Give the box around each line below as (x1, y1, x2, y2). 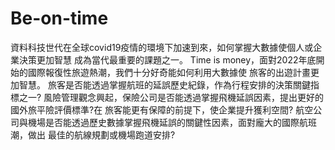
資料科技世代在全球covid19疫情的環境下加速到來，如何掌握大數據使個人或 (10, 41, 314, 53)
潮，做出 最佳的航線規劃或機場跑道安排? (10, 128, 176, 141)
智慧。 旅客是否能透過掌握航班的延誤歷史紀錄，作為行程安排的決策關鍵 (18, 78, 311, 91)
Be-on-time (10, 7, 109, 30)
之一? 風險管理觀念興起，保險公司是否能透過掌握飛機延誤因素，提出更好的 (18, 91, 325, 103)
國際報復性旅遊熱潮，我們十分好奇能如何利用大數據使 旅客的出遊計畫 (27, 66, 311, 78)
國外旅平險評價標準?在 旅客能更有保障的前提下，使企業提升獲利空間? (10, 103, 294, 116)
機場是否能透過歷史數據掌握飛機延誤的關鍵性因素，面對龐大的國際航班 (27, 116, 317, 128)
